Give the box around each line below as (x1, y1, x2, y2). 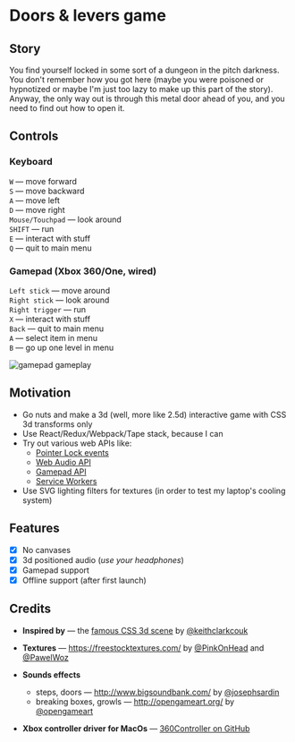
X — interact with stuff (9, 313, 91, 324)
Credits (9, 601, 52, 617)
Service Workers (35, 475, 97, 486)
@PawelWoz (21, 652, 69, 662)
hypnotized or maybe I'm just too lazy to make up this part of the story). (9, 84, 274, 94)
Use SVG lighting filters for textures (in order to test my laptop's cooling (21, 485, 286, 496)
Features (9, 521, 60, 536)
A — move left (9, 194, 60, 206)
